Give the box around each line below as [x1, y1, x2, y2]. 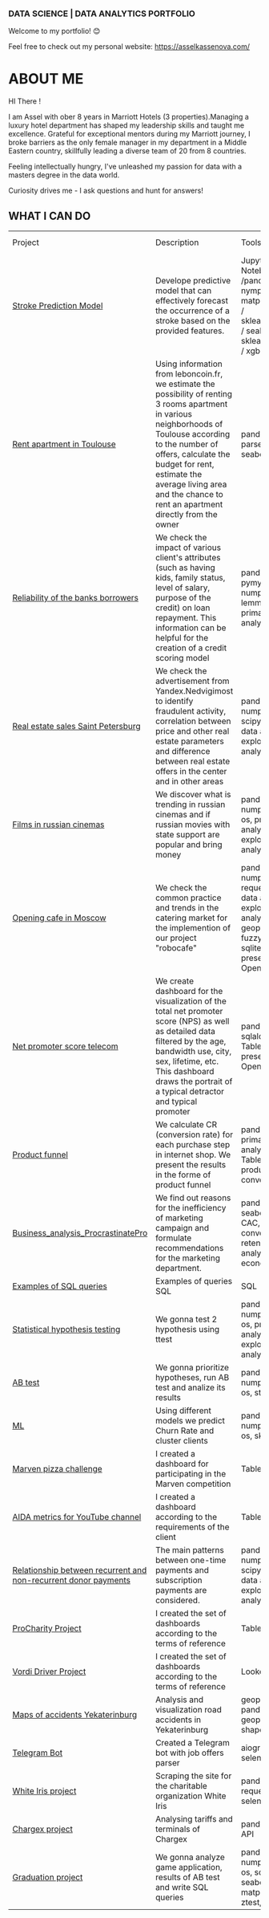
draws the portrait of [155, 1076, 233, 1087]
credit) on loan [155, 602, 211, 613]
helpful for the [155, 633, 209, 644]
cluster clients [155, 1435, 208, 1447]
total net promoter [155, 1006, 223, 1017]
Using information [155, 358, 223, 369]
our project [155, 932, 197, 943]
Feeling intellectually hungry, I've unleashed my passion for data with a [8, 161, 243, 172]
